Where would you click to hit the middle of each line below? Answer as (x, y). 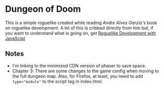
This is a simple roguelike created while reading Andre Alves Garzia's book (81, 23)
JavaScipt (15, 38)
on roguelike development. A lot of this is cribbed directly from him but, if (79, 28)
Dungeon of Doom (43, 9)
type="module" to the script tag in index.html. (57, 81)
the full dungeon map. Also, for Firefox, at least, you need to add (78, 76)
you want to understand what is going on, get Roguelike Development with (81, 33)
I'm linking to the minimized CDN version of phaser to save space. (79, 65)
